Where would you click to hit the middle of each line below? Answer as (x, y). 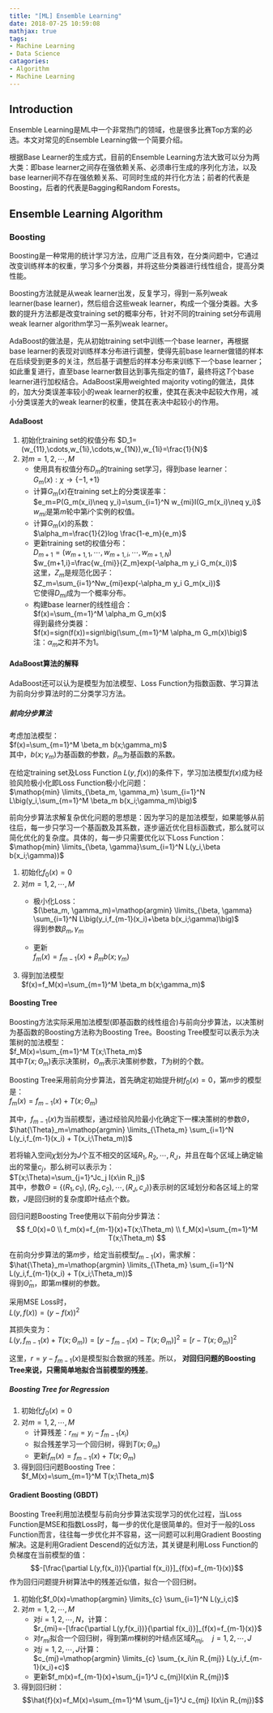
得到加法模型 (42, 975)
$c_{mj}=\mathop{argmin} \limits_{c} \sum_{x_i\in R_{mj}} (129, 1659)
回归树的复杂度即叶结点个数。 (84, 1199)
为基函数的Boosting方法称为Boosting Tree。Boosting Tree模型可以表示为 (131, 1032)
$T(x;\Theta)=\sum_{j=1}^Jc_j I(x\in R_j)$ (77, 1177)
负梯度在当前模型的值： (48, 1555)
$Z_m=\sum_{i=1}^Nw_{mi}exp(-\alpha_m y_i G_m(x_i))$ (127, 583)
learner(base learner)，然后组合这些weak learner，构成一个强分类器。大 (130, 304)
